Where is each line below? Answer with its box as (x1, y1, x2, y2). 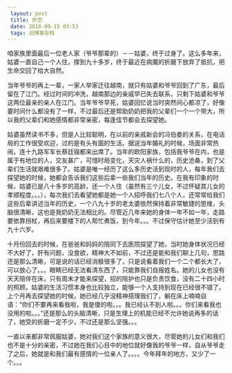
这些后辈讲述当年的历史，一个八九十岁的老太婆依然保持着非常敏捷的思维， (7, 200, 219, 208)
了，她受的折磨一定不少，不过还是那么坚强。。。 (7, 318, 140, 326)
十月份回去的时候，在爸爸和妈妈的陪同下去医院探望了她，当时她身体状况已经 (7, 240, 225, 249)
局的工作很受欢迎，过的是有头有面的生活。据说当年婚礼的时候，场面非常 (7, 139, 213, 147)
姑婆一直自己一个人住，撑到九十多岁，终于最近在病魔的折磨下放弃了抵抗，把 (7, 58, 225, 66)
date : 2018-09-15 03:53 (10, 23, 79, 30)
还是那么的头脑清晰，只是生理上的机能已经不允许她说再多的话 (43, 309, 219, 318)
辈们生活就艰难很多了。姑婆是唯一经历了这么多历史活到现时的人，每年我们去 (7, 165, 225, 173)
